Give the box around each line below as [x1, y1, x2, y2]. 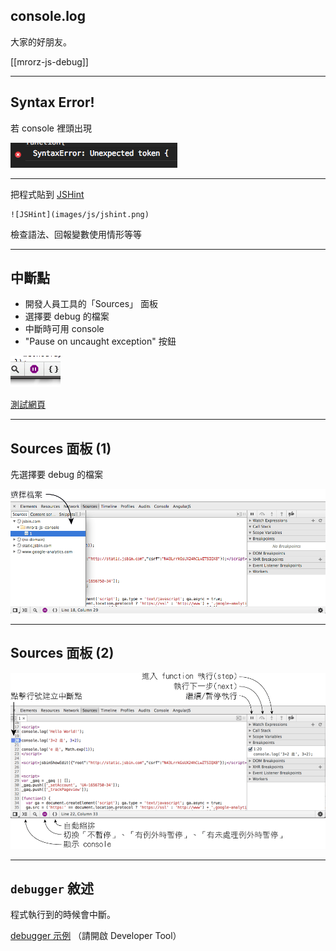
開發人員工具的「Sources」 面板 [24, 298, 158, 310]
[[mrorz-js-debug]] [10, 55, 89, 68]
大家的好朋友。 [10, 35, 72, 48]
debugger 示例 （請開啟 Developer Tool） [10, 930, 182, 942]
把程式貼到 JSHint [10, 188, 85, 200]
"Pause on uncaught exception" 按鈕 [24, 335, 177, 348]
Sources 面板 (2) [10, 645, 115, 662]
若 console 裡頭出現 [10, 122, 92, 134]
